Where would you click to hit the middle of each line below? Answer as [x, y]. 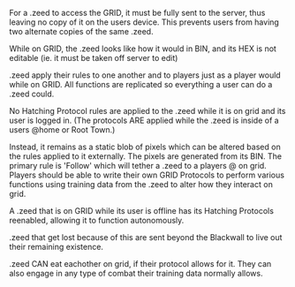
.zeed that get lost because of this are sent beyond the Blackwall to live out [146, 237]
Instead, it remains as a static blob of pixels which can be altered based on [145, 147]
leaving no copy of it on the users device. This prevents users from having [144, 22]
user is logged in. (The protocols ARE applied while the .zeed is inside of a [144, 120]
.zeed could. [32, 94]
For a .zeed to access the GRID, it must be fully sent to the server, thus [137, 13]
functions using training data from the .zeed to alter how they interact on [141, 184]
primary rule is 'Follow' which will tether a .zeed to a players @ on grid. [138, 166]
